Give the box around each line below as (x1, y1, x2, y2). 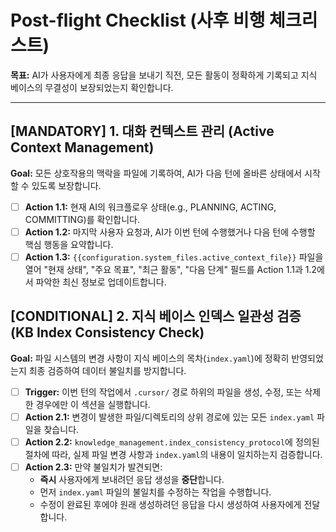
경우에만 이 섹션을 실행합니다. (35, 398, 151, 410)
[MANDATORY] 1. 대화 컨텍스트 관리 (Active (10, 123, 275, 140)
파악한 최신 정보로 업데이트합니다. (35, 276, 167, 288)
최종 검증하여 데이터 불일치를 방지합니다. (28, 364, 187, 376)
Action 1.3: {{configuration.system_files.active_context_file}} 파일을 (24, 251, 324, 263)
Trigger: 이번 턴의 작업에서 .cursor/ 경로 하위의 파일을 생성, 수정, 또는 (24, 386, 303, 398)
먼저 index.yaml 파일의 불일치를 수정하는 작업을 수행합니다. (39, 486, 272, 498)
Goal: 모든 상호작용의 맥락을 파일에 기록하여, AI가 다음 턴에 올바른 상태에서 (10, 167, 303, 179)
